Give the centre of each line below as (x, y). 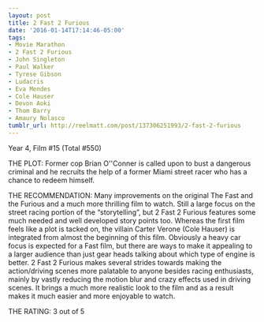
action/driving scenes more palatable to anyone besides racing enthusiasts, (131, 271)
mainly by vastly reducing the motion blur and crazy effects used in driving (130, 279)
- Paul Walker (32, 67)
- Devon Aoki (30, 103)
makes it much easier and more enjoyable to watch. (92, 296)
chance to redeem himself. (51, 180)
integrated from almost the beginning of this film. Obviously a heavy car (125, 237)
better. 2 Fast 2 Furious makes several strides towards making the (115, 262)
